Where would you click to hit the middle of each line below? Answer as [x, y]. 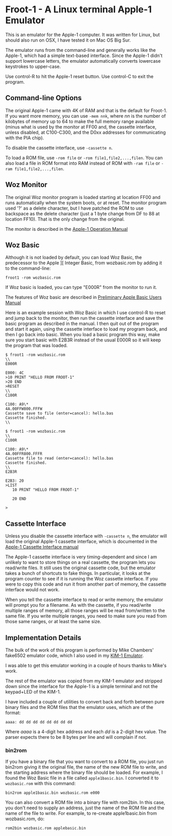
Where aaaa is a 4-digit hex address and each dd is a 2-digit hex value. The [86, 732]
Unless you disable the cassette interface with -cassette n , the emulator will [86, 536]
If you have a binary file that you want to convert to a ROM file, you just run [85, 761]
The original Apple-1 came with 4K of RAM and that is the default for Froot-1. [86, 110]
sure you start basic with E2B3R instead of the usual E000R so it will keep [83, 340]
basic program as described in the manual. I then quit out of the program [82, 324]
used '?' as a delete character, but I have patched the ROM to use [74, 208]
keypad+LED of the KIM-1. [33, 692]
